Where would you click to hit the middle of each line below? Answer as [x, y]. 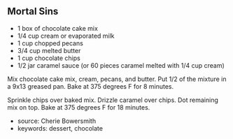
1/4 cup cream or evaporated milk [66, 36]
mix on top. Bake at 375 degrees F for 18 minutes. [79, 107]
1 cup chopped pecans [50, 43]
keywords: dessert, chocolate [60, 128]
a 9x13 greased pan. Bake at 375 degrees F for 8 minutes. [91, 86]
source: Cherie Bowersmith [57, 121]
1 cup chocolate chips [49, 58]
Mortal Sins [33, 12]
